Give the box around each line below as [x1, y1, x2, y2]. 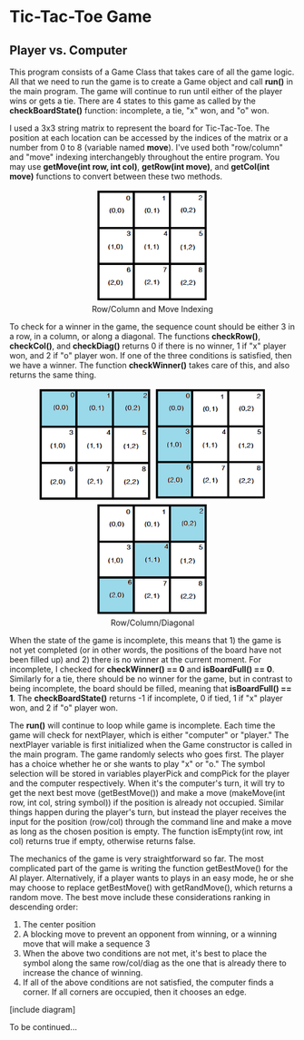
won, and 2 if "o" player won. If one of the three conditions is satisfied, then [9, 350, 292, 360]
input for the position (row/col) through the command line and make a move [9, 817, 292, 827]
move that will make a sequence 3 [22, 938, 151, 949]
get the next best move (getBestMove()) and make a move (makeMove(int [9, 788, 286, 798]
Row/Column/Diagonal [110, 617, 195, 628]
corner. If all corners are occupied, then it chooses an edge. [22, 986, 247, 997]
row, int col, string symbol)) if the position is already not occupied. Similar [9, 797, 284, 808]
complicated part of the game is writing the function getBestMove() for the [9, 863, 289, 873]
